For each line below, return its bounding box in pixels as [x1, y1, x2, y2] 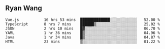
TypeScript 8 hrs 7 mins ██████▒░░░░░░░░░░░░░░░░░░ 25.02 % [5, 21, 160, 26]
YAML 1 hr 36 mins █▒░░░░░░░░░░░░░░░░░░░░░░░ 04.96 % [5, 30, 160, 35]
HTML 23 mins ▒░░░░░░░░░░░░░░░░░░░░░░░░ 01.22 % [5, 39, 160, 44]
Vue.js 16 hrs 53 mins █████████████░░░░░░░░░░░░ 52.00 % [5, 17, 160, 22]
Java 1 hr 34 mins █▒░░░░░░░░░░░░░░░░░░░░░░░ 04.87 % [5, 34, 160, 39]
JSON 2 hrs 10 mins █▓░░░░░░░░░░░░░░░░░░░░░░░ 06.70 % [5, 26, 160, 31]
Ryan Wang [5, 4, 42, 12]
